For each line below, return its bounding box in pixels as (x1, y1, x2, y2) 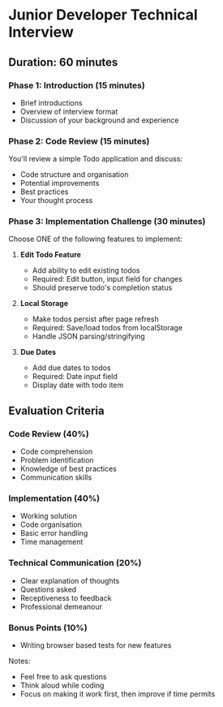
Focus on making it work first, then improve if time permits (19, 689, 216, 699)
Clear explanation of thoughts (19, 576, 120, 585)
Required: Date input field (32, 372, 118, 382)
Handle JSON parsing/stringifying (32, 331, 146, 342)
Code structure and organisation (19, 170, 129, 179)
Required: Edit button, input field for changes (32, 274, 182, 284)
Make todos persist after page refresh (32, 314, 160, 324)
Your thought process (19, 196, 93, 205)
